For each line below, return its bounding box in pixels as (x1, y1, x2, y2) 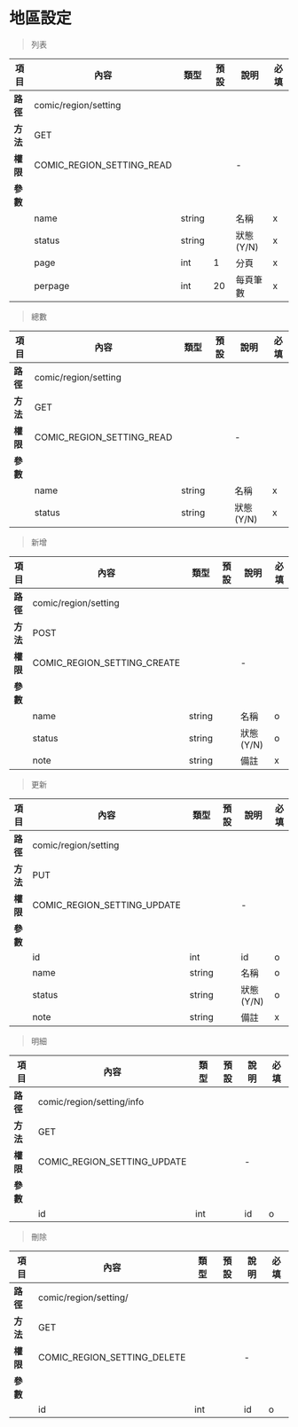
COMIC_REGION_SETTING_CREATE (32, 656, 180, 669)
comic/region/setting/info (37, 1095, 145, 1108)
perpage (34, 279, 70, 292)
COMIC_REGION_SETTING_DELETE (38, 1351, 186, 1363)
